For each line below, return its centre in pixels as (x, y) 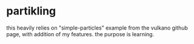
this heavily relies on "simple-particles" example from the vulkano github (97, 28)
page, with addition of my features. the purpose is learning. (80, 34)
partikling (31, 11)
